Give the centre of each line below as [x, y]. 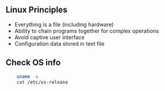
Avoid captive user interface [50, 37]
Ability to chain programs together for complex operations [87, 31]
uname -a [27, 77]
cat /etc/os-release [42, 82]
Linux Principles [37, 10]
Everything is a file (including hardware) [64, 24]
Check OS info [33, 63]
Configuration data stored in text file [60, 43]
